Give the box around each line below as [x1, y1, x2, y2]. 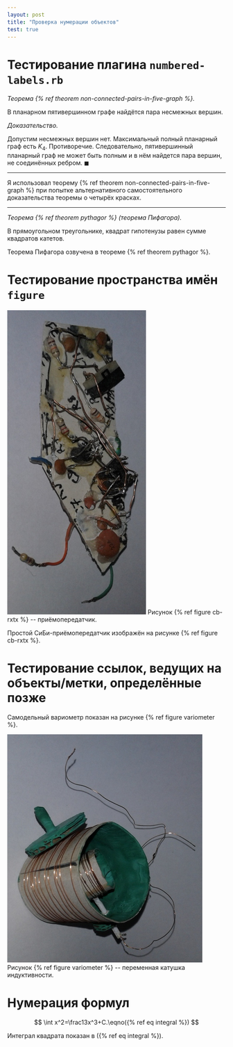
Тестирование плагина [7, 56, 147, 72]
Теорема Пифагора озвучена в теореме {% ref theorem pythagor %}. [7, 247, 211, 257]
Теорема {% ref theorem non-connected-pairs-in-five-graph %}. [7, 95, 196, 103]
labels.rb [7, 74, 64, 87]
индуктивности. [7, 971, 54, 979]
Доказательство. [7, 122, 58, 130]
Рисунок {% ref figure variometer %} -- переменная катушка [7, 963, 186, 971]
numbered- [148, 59, 206, 72]
